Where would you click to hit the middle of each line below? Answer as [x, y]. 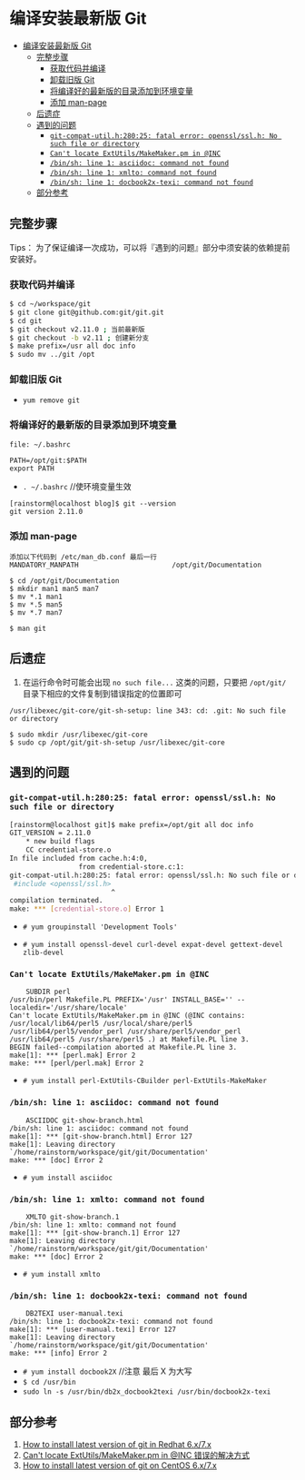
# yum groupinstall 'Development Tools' [100, 927]
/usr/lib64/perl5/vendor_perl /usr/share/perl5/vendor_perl [126, 1031]
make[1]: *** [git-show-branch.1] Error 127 [95, 1233]
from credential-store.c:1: [131, 867]
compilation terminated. [56, 901]
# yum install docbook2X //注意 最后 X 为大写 [107, 1371]
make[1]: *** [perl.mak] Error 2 [73, 1056]
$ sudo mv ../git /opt [52, 355]
